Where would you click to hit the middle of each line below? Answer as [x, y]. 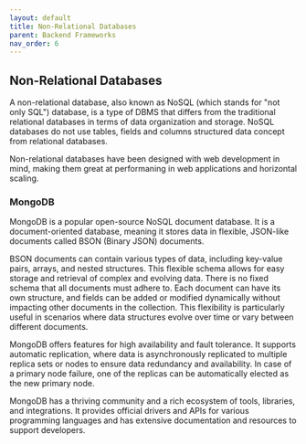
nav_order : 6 [34, 43]
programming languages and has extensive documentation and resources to [153, 420]
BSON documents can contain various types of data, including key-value [146, 259]
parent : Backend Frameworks [63, 35]
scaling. [24, 178]
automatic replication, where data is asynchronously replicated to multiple [148, 354]
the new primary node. [52, 384]
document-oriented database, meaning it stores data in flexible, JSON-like [149, 232]
